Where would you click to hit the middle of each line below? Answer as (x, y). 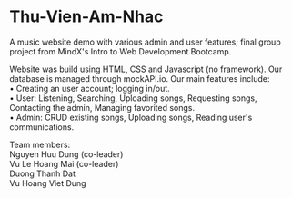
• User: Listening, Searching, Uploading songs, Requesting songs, (133, 98)
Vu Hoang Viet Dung (48, 183)
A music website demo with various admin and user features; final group (145, 42)
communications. (42, 127)
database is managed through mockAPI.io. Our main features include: (140, 78)
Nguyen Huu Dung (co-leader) (66, 154)
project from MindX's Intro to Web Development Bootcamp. (121, 51)
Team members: (40, 144)
